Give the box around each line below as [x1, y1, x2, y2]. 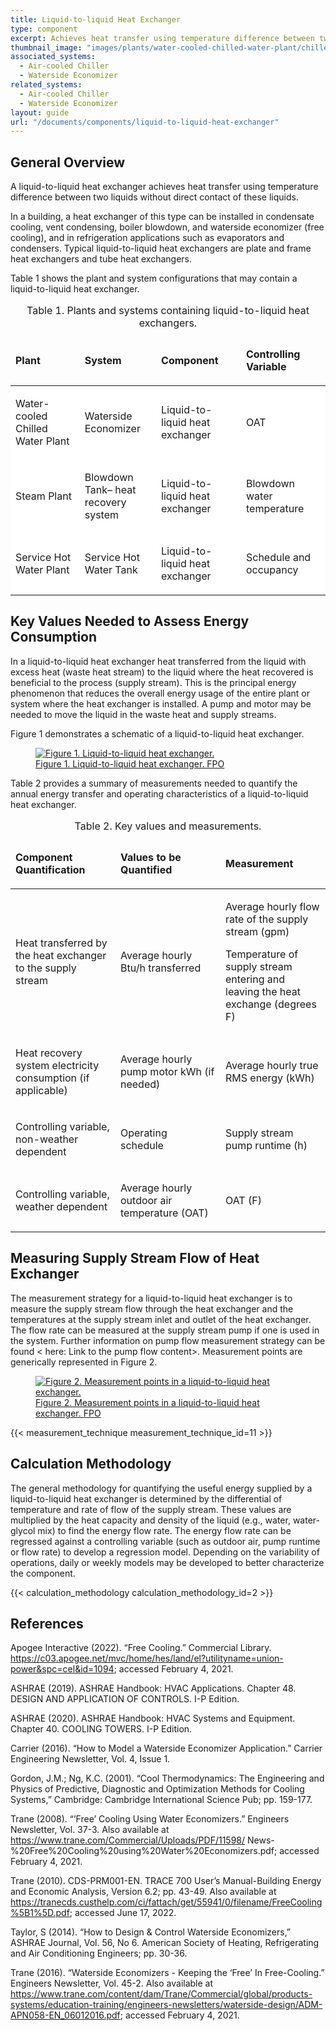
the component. [10, 1567, 76, 1579]
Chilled [15, 422, 48, 436]
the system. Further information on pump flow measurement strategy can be [10, 1334, 326, 1346]
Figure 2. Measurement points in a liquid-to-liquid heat [35, 1396, 260, 1408]
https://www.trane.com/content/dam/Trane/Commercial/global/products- [10, 1988, 313, 2000]
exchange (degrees [225, 997, 317, 1011]
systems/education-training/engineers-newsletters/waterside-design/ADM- [10, 1999, 323, 2011]
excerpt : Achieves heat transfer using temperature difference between [10, 33, 315, 43]
